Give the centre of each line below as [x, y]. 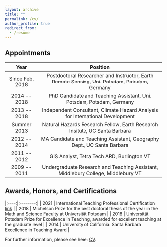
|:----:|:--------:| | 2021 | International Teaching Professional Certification [80, 203]
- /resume [20, 33]
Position [100, 67]
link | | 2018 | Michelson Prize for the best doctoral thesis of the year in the [82, 208]
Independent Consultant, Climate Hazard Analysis [100, 110]
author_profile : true [28, 24]
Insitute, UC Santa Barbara [100, 131]
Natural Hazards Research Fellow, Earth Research [100, 124]
